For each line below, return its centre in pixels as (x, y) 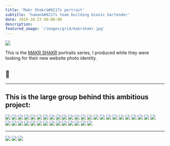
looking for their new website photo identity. (51, 58)
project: (18, 105)
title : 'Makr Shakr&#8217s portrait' (45, 10)
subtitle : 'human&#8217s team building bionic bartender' (68, 15)
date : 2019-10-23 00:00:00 (34, 19)
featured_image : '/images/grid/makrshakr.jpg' (55, 29)
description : (19, 24)
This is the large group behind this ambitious (77, 97)
